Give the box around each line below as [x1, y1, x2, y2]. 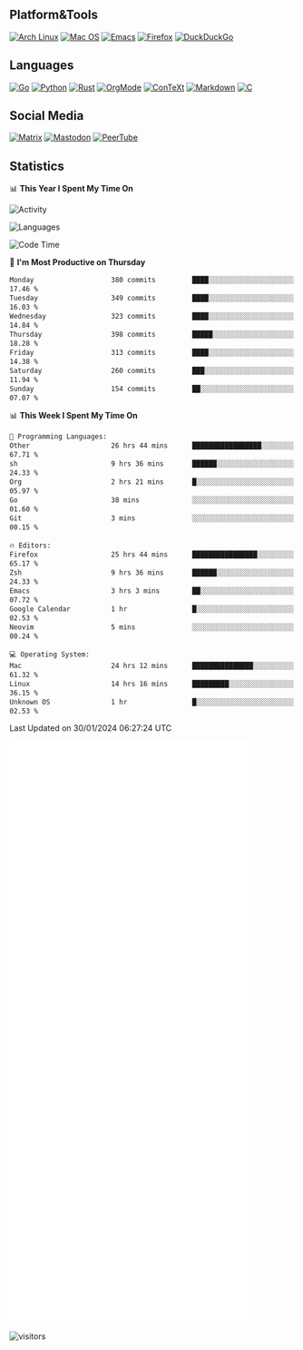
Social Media [9, 108, 84, 123]
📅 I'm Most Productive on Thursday [9, 257, 146, 268]
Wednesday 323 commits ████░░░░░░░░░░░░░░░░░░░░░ [9, 312, 295, 321]
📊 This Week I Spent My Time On [9, 410, 138, 421]
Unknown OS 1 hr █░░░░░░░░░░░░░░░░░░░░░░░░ [9, 698, 295, 707]
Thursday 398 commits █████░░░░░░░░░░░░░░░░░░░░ [9, 330, 295, 340]
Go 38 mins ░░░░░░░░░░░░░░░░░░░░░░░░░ [9, 496, 295, 505]
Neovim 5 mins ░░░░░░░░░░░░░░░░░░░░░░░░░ [9, 623, 295, 632]
